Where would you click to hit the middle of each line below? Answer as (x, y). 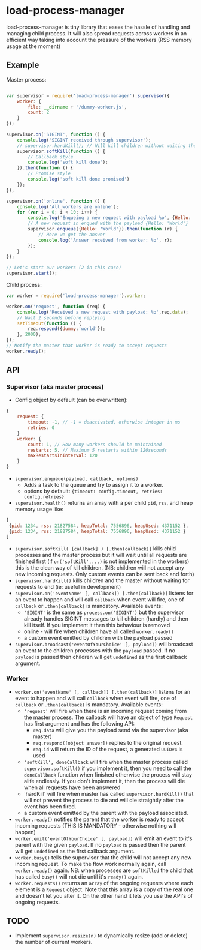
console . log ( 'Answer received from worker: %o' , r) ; (105, 240)
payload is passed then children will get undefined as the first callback (101, 657)
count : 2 (39, 113)
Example (23, 65)
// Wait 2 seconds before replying (61, 318)
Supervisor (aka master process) (55, 387)
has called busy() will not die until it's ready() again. (79, 876)
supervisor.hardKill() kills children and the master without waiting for (102, 580)
